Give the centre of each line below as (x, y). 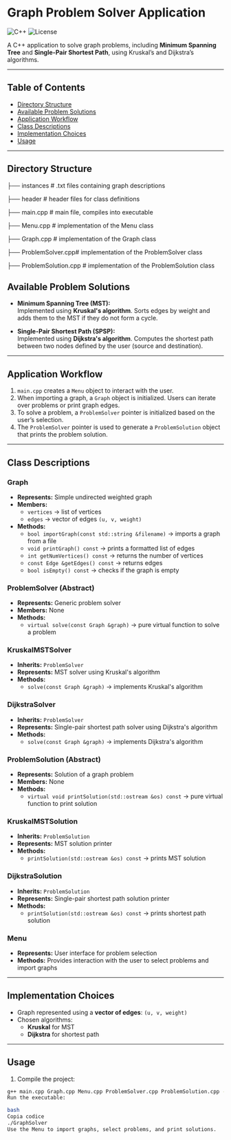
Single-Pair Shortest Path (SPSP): (66, 331)
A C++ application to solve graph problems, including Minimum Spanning (112, 45)
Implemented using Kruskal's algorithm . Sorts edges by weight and (113, 311)
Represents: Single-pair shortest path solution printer (93, 898)
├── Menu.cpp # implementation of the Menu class (80, 226)
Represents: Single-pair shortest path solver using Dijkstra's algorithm (117, 727)
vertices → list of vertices (64, 512)
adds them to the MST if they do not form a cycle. (87, 318)
